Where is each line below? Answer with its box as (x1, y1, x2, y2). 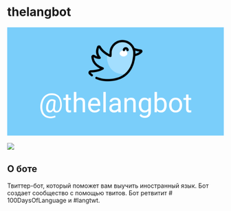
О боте (7, 163, 38, 175)
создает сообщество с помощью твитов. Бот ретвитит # (7, 188, 173, 197)
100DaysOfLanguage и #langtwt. (7, 196, 100, 204)
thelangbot (7, 4, 71, 20)
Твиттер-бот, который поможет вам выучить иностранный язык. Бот (7, 181, 209, 190)
